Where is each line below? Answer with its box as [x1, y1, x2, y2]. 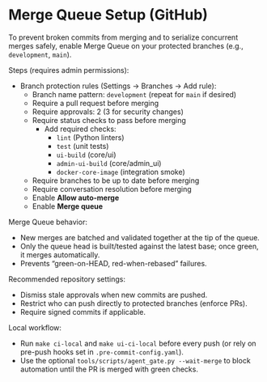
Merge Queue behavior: [8, 217, 87, 227]
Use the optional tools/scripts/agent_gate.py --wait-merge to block [19, 355, 251, 365]
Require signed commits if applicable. [19, 307, 146, 316]
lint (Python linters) [56, 132, 125, 142]
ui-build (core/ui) [56, 150, 117, 159]
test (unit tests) [56, 141, 109, 151]
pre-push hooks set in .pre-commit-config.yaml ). [19, 346, 184, 357]
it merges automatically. [19, 249, 100, 260]
